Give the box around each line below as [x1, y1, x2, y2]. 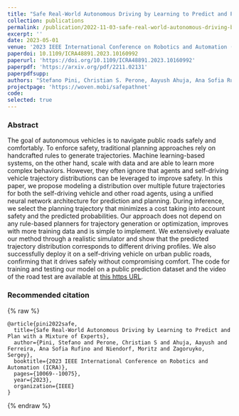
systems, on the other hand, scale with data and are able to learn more [7, 159, 215, 167]
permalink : [7, 24, 40, 31]
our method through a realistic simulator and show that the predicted [7, 234, 209, 243]
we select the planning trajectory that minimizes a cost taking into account [7, 204, 225, 213]
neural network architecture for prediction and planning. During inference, [7, 197, 224, 205]
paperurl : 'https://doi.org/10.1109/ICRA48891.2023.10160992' [7, 57, 196, 64]
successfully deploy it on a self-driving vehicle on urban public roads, [7, 250, 212, 259]
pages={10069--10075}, [14, 370, 81, 378]
